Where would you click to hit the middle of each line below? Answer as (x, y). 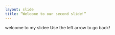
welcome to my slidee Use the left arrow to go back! (57, 27)
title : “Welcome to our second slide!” (46, 14)
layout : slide (20, 9)
